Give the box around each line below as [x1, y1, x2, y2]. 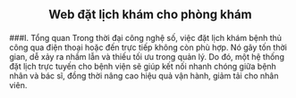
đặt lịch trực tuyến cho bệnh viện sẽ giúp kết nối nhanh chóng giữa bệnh [9, 61, 277, 72]
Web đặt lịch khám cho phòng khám [48, 7, 252, 22]
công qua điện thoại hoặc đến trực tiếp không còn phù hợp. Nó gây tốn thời [9, 42, 288, 53]
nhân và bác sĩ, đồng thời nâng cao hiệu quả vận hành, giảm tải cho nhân [9, 70, 279, 81]
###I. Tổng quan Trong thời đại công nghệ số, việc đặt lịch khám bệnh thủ [9, 33, 283, 44]
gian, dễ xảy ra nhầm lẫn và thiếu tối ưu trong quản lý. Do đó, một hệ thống [9, 52, 284, 62]
